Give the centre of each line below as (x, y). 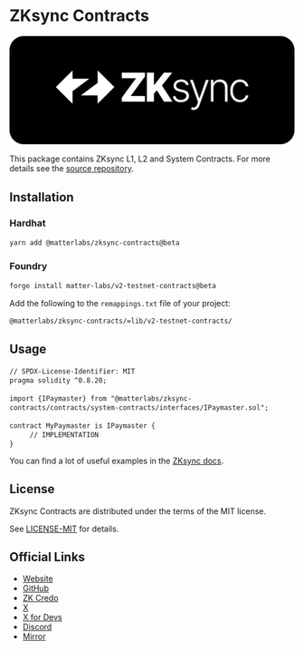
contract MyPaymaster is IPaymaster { (82, 426)
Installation (42, 197)
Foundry (28, 266)
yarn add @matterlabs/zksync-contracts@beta (95, 243)
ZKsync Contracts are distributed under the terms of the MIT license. (138, 511)
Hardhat (28, 223)
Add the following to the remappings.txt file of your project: (120, 304)
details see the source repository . (71, 169)
